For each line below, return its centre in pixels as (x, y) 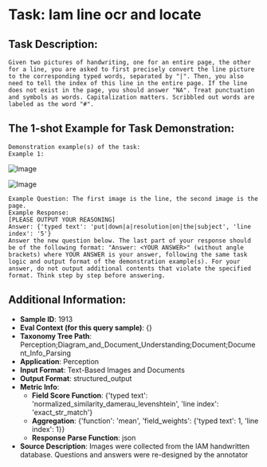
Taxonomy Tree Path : (56, 336)
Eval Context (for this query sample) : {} (86, 328)
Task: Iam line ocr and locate (105, 15)
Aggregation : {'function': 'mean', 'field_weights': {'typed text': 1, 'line (145, 421)
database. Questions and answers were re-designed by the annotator (134, 454)
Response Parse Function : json (84, 438)
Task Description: (53, 44)
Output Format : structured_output (76, 378)
